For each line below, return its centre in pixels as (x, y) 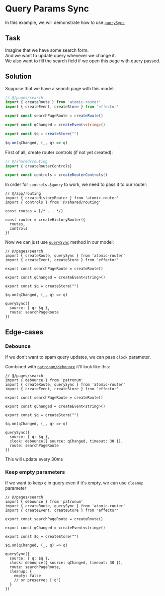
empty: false (28, 576)
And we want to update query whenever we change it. (61, 55)
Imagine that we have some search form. (47, 50)
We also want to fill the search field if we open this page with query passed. (83, 61)
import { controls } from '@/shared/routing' (53, 202)
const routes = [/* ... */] (34, 211)
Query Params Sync (47, 9)
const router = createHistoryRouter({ (45, 220)
